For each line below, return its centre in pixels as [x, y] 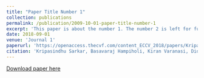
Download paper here [33, 68]
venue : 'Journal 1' [31, 40]
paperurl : [19, 46]
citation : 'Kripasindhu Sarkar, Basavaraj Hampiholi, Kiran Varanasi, [97, 51]
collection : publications [39, 18]
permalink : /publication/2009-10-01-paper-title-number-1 [81, 23]
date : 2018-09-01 [28, 34]
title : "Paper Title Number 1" [46, 12]
